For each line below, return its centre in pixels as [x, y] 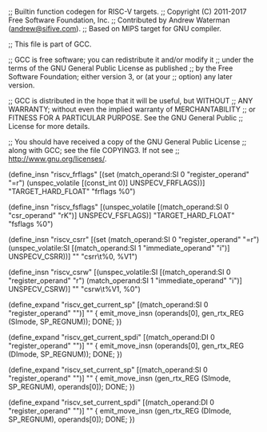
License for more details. [49, 126]
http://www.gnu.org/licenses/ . [58, 159]
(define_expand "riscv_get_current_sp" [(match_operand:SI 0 [108, 305]
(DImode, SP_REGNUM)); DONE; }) [65, 354]
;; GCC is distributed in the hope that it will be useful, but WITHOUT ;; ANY [131, 101]
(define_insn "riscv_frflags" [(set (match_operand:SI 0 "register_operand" [129, 174]
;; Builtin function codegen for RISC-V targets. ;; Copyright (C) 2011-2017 [128, 12]
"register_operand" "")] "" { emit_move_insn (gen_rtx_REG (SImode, [120, 378]
